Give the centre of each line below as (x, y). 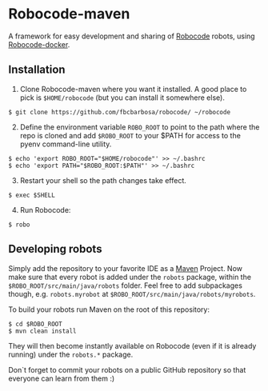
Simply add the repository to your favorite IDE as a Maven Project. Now (125, 268)
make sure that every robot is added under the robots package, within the (130, 277)
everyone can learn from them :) (62, 378)
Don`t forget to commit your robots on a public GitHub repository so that (127, 369)
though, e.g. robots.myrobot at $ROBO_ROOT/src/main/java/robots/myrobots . (132, 293)
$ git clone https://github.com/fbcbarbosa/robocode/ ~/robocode (119, 112)
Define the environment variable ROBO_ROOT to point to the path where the (140, 127)
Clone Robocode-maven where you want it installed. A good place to (133, 89)
